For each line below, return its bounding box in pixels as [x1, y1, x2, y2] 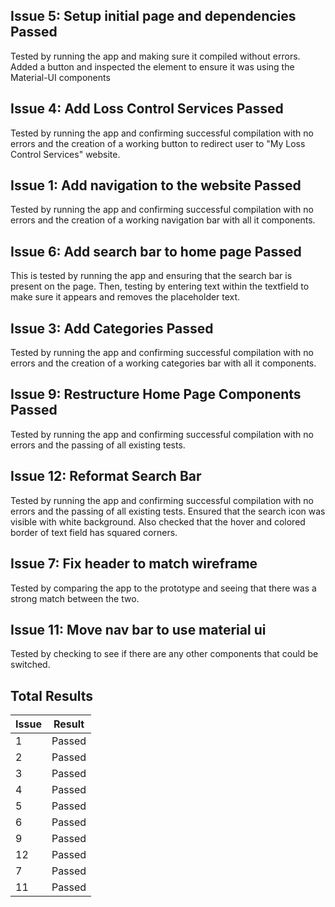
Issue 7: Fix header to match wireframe [10, 555, 258, 573]
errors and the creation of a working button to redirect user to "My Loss [10, 137, 306, 149]
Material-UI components [10, 71, 111, 83]
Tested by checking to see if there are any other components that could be [10, 648, 319, 660]
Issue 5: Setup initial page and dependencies [10, 8, 297, 25]
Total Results [10, 687, 94, 704]
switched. [10, 659, 51, 671]
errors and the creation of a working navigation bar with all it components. [10, 214, 316, 226]
